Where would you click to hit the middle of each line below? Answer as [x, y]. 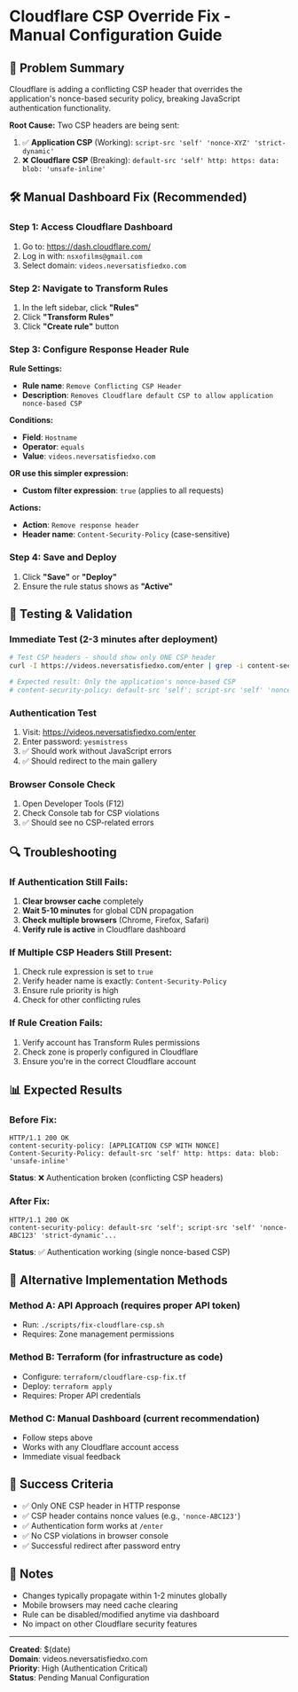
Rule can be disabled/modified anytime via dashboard [121, 1614]
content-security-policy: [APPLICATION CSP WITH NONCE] [114, 1146]
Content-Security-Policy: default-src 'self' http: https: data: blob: [144, 1154]
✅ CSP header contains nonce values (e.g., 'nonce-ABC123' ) [131, 1516]
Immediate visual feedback [71, 1456]
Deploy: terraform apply [67, 1386]
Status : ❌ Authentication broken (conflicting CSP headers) [116, 1178]
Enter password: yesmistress [75, 741]
